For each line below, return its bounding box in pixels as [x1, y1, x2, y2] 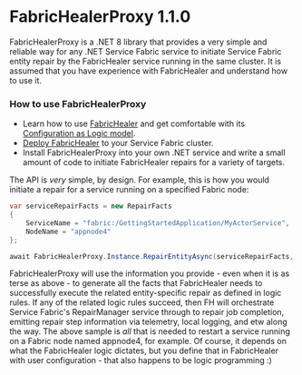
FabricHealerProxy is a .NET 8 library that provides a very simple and [9, 36, 268, 47]
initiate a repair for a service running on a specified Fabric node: [9, 184, 249, 195]
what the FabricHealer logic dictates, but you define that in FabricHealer [9, 345, 279, 356]
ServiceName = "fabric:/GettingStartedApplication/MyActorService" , [25, 218, 290, 228]
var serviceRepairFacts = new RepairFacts [9, 202, 172, 211]
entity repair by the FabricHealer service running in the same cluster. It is [9, 55, 282, 66]
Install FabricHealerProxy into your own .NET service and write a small [22, 147, 286, 158]
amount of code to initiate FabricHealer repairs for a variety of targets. [22, 157, 286, 168]
